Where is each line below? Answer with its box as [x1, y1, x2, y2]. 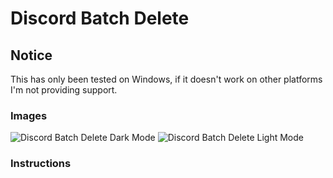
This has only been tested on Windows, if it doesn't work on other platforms [10, 73, 323, 85]
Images [10, 108, 48, 122]
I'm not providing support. [10, 84, 118, 96]
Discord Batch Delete [10, 7, 190, 30]
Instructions [10, 157, 72, 171]
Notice [10, 47, 53, 64]
